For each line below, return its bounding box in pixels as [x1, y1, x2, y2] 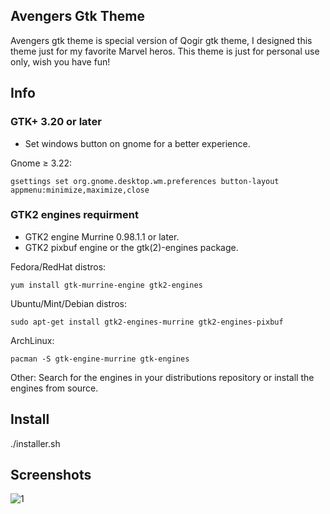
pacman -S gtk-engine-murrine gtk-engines [10, 354, 190, 364]
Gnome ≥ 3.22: [10, 157, 73, 169]
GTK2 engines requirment [10, 208, 139, 222]
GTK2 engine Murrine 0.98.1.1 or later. [24, 230, 180, 243]
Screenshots [10, 467, 92, 483]
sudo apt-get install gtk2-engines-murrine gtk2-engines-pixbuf [10, 317, 284, 327]
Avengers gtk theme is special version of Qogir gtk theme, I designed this [10, 34, 313, 46]
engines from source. [10, 382, 99, 394]
